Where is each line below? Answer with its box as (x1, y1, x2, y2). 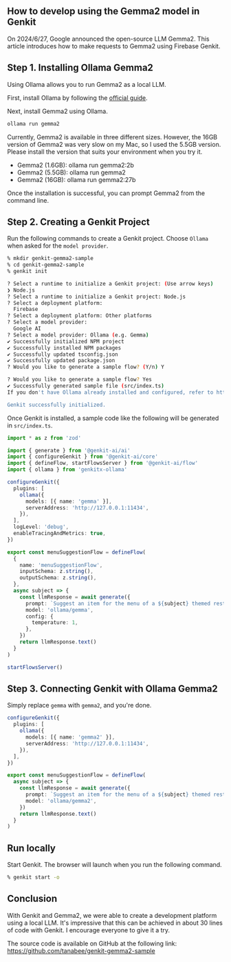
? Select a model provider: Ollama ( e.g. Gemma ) (7, 331, 149, 339)
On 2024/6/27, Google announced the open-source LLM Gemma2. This (7, 34, 210, 43)
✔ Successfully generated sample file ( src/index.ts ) (7, 383, 165, 390)
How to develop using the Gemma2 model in (7, 6, 200, 17)
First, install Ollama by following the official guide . (7, 93, 148, 102)
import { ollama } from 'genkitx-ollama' (7, 466, 128, 473)
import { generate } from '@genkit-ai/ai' (7, 447, 131, 454)
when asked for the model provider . (7, 241, 109, 250)
